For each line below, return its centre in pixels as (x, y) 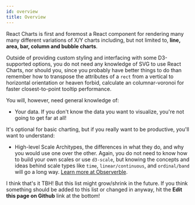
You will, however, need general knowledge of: (63, 100)
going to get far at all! (41, 117)
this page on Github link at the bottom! (53, 196)
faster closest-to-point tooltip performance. (59, 89)
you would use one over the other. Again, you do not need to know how (101, 153)
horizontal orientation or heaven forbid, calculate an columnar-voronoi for (95, 82)
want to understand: (31, 135)
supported (19, 64)
